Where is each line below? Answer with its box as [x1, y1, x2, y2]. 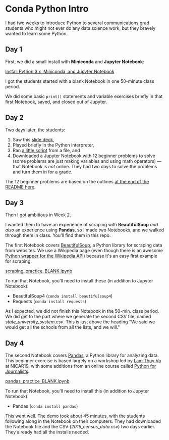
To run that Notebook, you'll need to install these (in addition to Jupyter [5, 278, 153, 284]
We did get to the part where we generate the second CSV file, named [5, 314, 151, 320]
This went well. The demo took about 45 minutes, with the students [5, 413, 145, 419]
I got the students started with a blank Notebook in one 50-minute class [5, 78, 155, 84]
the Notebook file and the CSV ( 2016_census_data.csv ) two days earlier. [5, 424, 155, 430]
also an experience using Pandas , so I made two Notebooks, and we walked [5, 227, 164, 233]
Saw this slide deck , [12, 136, 54, 142]
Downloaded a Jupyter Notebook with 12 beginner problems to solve [12, 153, 155, 159]
